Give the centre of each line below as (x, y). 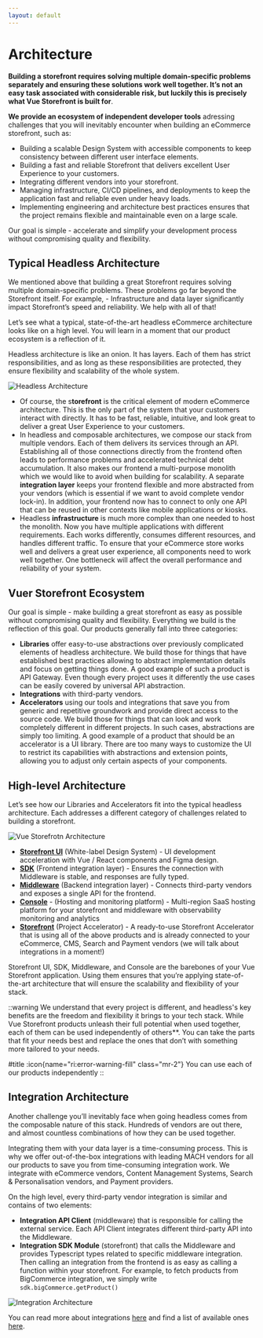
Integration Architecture (69, 1097)
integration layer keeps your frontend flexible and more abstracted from (137, 485)
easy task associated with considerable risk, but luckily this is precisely (128, 93)
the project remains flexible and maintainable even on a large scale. (128, 215)
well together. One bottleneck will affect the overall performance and (130, 560)
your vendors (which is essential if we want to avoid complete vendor (132, 493)
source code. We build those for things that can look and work (120, 719)
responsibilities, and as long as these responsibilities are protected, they (125, 363)
